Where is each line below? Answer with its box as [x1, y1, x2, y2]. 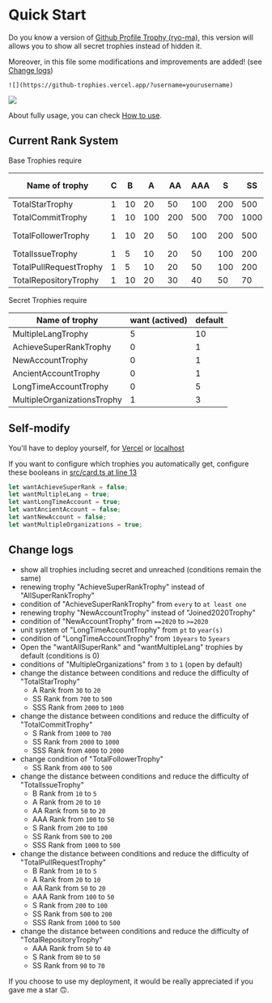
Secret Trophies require [8, 295, 87, 305]
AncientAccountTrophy [12, 367, 100, 378]
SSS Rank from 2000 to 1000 [32, 702, 124, 712]
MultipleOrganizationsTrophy [12, 394, 123, 405]
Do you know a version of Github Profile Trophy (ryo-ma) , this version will [8, 32, 253, 42]
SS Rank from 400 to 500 [32, 762, 113, 772]
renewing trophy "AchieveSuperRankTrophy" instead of [19, 582, 205, 591]
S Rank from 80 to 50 [32, 952, 101, 962]
